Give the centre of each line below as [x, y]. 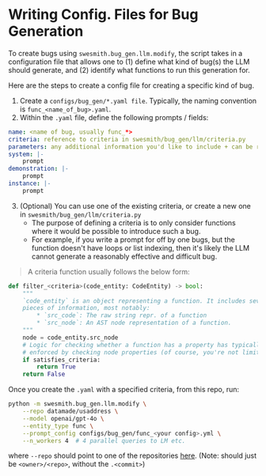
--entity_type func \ [58, 426]
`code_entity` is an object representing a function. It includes [134, 301]
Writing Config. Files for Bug [103, 15]
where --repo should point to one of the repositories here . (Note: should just [133, 455]
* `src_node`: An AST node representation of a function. [134, 323]
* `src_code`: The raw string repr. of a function [122, 315]
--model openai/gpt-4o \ [63, 418]
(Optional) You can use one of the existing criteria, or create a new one [135, 206]
